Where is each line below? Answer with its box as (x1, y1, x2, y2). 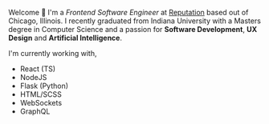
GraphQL (19, 106, 51, 116)
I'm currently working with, (8, 49, 97, 58)
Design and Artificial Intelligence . (8, 33, 123, 42)
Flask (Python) (19, 81, 69, 90)
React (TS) (19, 64, 56, 74)
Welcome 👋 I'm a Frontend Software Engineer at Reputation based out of (8, 8, 249, 17)
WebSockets (19, 98, 63, 107)
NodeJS (19, 73, 47, 82)
